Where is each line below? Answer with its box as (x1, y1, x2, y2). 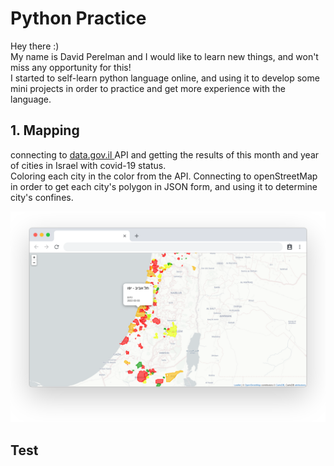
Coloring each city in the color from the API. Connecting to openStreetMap (10, 170, 318, 182)
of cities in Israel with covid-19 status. (10, 159, 167, 171)
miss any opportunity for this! (10, 61, 132, 73)
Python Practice (10, 7, 147, 30)
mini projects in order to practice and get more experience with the (10, 82, 287, 94)
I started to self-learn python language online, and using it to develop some (10, 72, 320, 84)
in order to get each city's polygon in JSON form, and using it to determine (10, 180, 318, 192)
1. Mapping (10, 122, 80, 139)
